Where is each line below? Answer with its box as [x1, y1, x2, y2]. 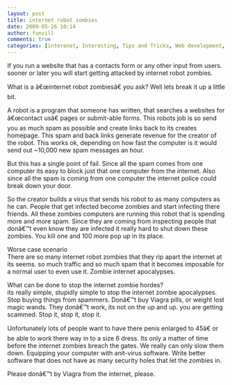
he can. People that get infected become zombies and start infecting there [7, 203, 220, 210]
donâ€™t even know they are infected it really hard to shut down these [7, 225, 208, 232]
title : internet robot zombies [7, 17, 98, 24]
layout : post [7, 10, 45, 17]
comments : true [7, 36, 51, 43]
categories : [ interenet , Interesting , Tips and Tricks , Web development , [7, 42, 226, 49]
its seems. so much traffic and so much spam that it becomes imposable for [7, 260, 224, 268]
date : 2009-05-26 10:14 [7, 23, 76, 30]
